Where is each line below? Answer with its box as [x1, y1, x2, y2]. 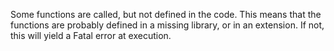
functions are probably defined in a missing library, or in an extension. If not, [10, 19, 325, 31]
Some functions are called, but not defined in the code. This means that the [10, 9, 322, 20]
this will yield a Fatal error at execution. [10, 30, 172, 41]
